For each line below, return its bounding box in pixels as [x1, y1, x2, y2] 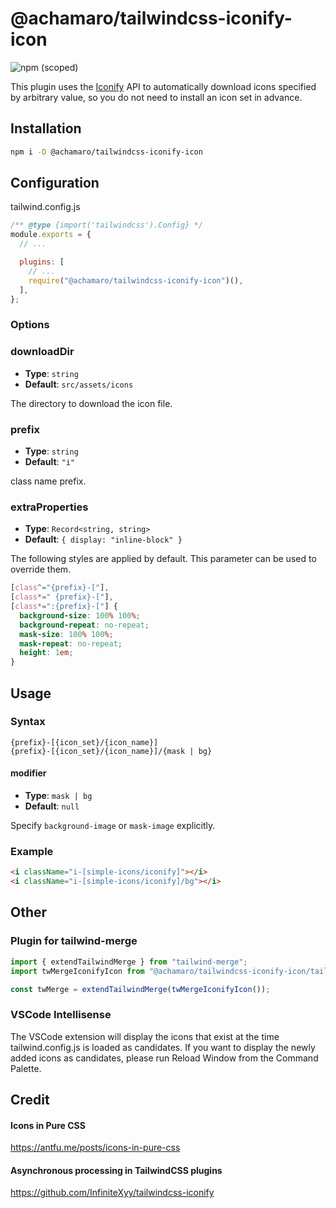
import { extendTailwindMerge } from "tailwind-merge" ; [10, 957, 248, 967]
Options [10, 318, 50, 332]
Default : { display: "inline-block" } [24, 533, 183, 546]
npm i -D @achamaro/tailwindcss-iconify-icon [10, 147, 203, 157]
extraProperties [10, 500, 89, 514]
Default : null [24, 800, 80, 812]
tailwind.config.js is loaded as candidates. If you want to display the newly [10, 1041, 316, 1053]
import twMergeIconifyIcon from [10, 966, 145, 976]
